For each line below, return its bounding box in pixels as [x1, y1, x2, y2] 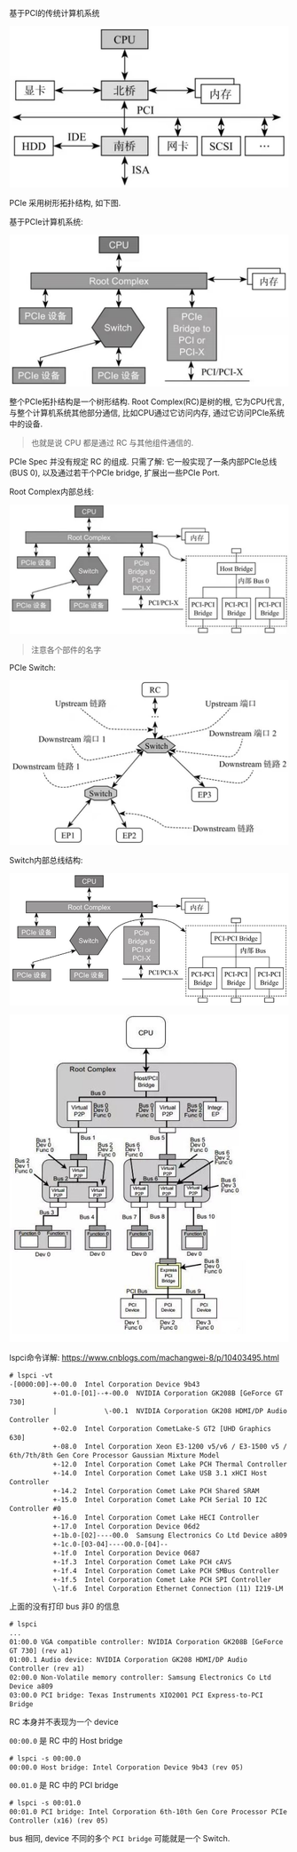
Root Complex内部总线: [9, 487, 95, 497]
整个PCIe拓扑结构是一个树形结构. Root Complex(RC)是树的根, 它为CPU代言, [9, 396, 285, 407]
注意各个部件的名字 [30, 645, 102, 656]
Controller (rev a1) [9, 1664, 86, 1673]
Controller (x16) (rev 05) [9, 1816, 109, 1825]
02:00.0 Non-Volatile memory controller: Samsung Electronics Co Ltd [9, 1673, 272, 1681]
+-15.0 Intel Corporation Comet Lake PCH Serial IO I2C [52, 1495, 268, 1504]
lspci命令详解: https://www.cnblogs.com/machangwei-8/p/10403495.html [9, 1352, 279, 1363]
